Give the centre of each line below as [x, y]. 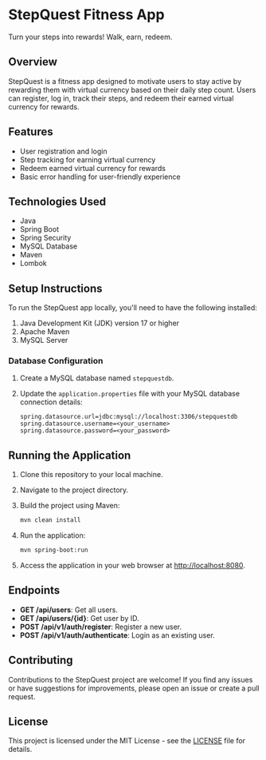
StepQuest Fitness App [86, 15]
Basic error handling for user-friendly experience [100, 177]
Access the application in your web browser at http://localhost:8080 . [132, 566]
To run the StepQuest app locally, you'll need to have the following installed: [133, 308]
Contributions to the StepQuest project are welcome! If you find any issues [131, 679]
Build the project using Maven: [70, 506]
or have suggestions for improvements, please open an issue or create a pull [134, 688]
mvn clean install [50, 520]
